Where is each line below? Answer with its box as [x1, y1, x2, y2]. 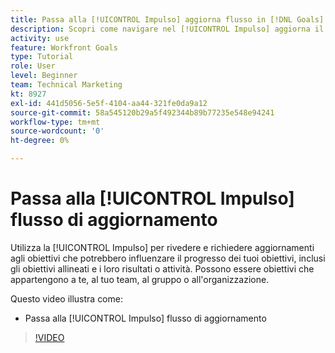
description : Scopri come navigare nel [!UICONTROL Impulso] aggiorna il [10, 24, 325, 34]
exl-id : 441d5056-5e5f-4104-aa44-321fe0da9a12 [10, 98, 208, 108]
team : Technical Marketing [10, 80, 123, 90]
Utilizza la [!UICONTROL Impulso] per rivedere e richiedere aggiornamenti [10, 241, 315, 253]
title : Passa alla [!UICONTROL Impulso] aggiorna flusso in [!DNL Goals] [10, 14, 325, 25]
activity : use [10, 33, 70, 43]
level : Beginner [10, 71, 78, 81]
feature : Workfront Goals [10, 42, 118, 53]
